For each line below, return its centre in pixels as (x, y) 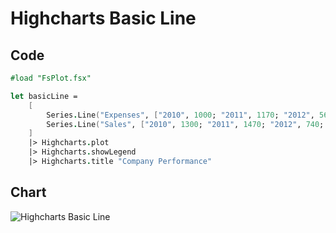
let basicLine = (44, 96)
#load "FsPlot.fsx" (51, 78)
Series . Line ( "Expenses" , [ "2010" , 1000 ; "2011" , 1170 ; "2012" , (180, 115)
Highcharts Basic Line (103, 18)
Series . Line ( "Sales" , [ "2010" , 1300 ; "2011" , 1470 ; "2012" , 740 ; (185, 124)
